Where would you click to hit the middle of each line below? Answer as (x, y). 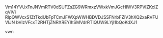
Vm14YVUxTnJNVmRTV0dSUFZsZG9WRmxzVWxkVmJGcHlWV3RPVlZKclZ (82, 7)
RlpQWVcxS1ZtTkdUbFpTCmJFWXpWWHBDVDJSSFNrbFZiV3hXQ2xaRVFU (82, 17)
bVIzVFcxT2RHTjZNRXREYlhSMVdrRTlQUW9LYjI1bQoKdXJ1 (77, 22)
